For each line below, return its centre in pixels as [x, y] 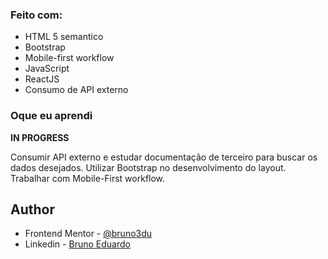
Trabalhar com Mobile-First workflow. [88, 178]
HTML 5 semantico [64, 37]
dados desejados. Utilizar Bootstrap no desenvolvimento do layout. [148, 167]
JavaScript [47, 69]
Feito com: [36, 15]
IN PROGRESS [40, 137]
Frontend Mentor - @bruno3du [88, 234]
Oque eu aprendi [51, 116]
